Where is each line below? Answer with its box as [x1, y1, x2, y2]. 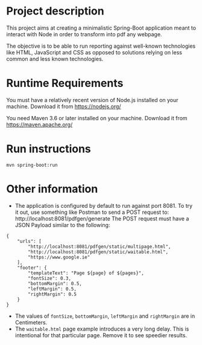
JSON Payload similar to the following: [14, 221, 110, 228]
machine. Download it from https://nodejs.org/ [6, 103, 121, 110]
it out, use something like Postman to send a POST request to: [14, 208, 169, 216]
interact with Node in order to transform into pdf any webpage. [6, 30, 162, 37]
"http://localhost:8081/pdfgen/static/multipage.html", [28, 243, 171, 250]
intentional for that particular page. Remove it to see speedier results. [14, 331, 188, 339]
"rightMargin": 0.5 [28, 291, 77, 297]
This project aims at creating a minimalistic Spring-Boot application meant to [6, 24, 197, 31]
